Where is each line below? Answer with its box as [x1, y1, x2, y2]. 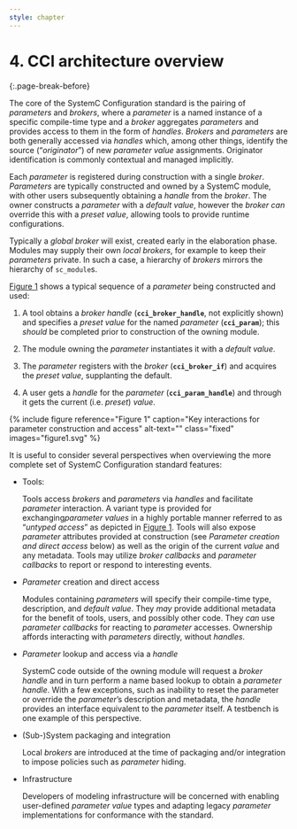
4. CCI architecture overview [9, 50, 225, 71]
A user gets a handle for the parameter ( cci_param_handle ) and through [21, 387, 282, 398]
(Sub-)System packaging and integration [21, 730, 171, 740]
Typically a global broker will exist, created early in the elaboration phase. [9, 236, 278, 246]
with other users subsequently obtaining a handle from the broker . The [9, 190, 267, 200]
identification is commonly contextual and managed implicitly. [9, 154, 234, 165]
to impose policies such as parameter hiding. [21, 756, 187, 767]
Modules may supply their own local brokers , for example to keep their [9, 244, 267, 255]
